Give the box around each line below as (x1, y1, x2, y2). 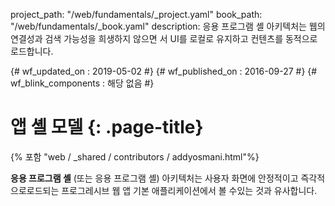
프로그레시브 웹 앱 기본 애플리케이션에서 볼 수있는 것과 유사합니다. (61, 184, 318, 196)
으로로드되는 (10, 184, 60, 196)
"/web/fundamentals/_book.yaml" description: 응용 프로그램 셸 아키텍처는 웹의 (10, 20, 326, 32)
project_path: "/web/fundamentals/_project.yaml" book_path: (10, 9, 263, 20)
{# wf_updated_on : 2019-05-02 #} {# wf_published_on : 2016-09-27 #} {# (10, 65, 318, 77)
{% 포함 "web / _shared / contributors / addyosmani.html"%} (10, 150, 260, 163)
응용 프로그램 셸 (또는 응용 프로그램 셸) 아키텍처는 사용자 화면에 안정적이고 (10, 172, 299, 184)
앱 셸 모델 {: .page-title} (10, 116, 204, 139)
